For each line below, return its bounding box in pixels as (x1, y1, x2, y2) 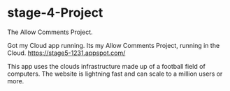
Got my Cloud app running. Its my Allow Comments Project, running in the (7, 41, 220, 49)
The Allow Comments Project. (7, 28, 93, 36)
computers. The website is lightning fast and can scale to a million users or (7, 69, 223, 78)
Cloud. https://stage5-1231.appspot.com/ (7, 49, 126, 57)
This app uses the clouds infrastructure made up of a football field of (7, 62, 206, 70)
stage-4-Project (7, 5, 103, 21)
